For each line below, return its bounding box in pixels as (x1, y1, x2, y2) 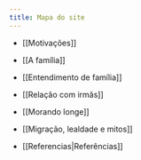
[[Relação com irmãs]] (21, 89, 104, 100)
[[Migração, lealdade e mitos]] (21, 124, 133, 134)
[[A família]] (21, 54, 66, 65)
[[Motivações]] (21, 37, 77, 48)
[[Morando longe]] (21, 106, 90, 116)
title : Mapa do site (9, 12, 86, 22)
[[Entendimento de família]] (21, 72, 122, 83)
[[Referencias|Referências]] (21, 140, 123, 151)
